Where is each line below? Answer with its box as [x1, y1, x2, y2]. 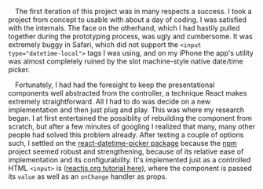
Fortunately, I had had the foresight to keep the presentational [15, 80, 215, 89]
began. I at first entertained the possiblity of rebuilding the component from [8, 114, 253, 122]
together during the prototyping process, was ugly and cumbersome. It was [8, 31, 253, 41]
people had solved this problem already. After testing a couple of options [8, 130, 244, 140]
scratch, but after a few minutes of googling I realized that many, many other [8, 122, 256, 131]
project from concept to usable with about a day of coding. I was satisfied [8, 15, 247, 24]
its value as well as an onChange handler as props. [8, 172, 167, 181]
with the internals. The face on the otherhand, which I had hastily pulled [8, 24, 240, 32]
